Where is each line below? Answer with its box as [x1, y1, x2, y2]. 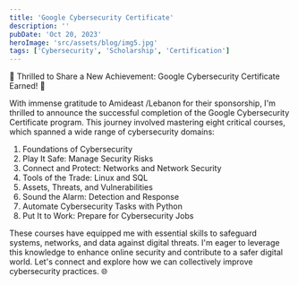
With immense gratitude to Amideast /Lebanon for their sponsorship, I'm [9, 98, 276, 108]
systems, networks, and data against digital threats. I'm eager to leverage [9, 237, 280, 248]
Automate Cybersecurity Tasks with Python [21, 201, 183, 212]
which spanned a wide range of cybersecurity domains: [9, 126, 215, 137]
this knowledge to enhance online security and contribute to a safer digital [9, 247, 284, 258]
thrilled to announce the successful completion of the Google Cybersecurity [9, 108, 290, 118]
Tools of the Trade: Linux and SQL [21, 172, 149, 184]
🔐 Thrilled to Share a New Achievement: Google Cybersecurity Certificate [9, 71, 280, 82]
